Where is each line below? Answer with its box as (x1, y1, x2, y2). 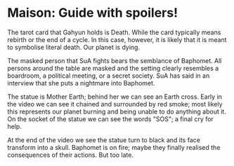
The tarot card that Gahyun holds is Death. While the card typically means (7, 28, 221, 36)
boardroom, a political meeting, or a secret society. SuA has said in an (7, 71, 210, 80)
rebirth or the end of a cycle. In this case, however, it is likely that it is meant (7, 35, 227, 43)
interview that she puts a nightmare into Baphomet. (7, 78, 155, 87)
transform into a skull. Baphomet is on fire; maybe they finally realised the (7, 143, 221, 151)
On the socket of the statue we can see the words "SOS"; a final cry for (7, 114, 214, 123)
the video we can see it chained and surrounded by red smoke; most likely (7, 99, 223, 108)
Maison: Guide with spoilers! (7, 5, 178, 21)
